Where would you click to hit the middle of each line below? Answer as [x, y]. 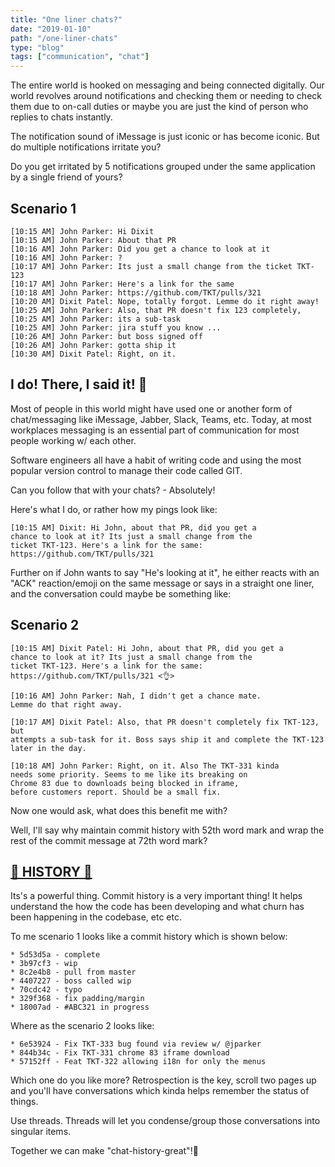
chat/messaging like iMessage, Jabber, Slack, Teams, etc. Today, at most [161, 419]
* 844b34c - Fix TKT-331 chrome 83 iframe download [120, 1053]
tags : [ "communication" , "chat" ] [80, 57]
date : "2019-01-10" [51, 29]
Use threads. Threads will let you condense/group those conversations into [165, 1121]
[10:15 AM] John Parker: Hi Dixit [82, 231]
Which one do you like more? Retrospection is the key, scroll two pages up [163, 1080]
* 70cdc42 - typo [46, 990]
